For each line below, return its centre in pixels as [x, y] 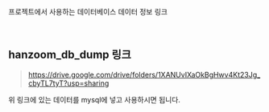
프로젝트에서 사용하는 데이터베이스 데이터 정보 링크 [88, 12]
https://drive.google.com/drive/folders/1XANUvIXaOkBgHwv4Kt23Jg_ [144, 74]
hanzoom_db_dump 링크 [70, 55]
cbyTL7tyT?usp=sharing [68, 83]
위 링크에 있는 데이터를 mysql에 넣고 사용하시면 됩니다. [95, 99]
